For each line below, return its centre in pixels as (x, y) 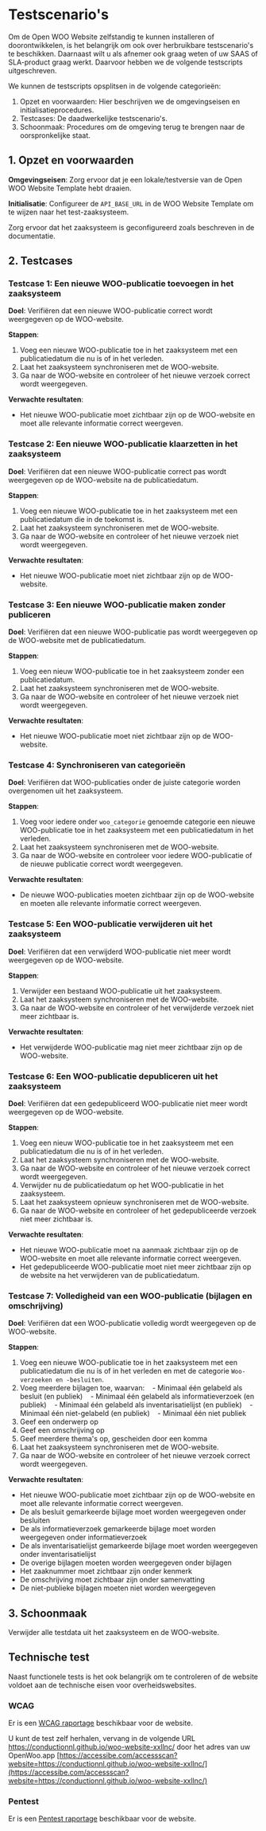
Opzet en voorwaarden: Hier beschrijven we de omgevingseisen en (130, 101)
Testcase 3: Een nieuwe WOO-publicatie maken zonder (117, 605)
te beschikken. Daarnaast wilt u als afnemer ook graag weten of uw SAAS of (133, 53)
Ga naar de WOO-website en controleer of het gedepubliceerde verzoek (138, 1210)
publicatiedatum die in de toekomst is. (82, 519)
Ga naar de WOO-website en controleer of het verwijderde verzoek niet (137, 1008)
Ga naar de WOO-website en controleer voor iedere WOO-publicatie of (136, 856)
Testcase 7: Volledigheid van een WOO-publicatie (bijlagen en (130, 1296)
